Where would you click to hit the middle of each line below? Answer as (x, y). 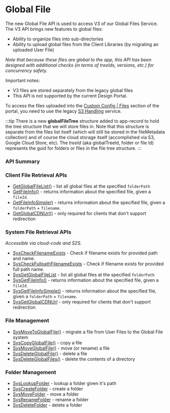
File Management (27, 320)
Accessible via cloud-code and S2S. (44, 243)
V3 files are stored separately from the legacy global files (73, 90)
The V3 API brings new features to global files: (54, 29)
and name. (24, 259)
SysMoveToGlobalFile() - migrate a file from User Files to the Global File (88, 332)
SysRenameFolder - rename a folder (51, 400)
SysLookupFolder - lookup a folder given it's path (64, 383)
